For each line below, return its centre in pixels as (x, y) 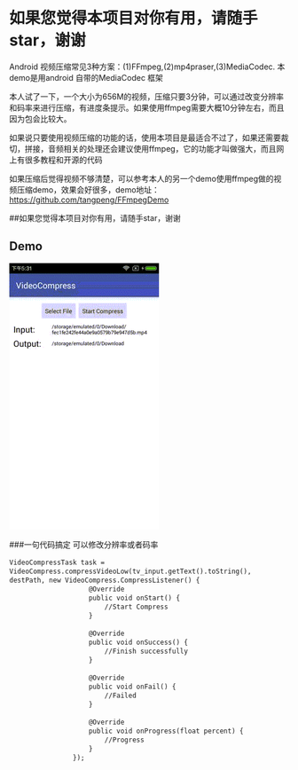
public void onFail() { (132, 687)
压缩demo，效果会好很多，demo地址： (88, 189)
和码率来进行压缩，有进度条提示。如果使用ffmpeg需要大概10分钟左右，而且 (147, 107)
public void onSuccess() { (138, 642)
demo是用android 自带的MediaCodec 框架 (86, 77)
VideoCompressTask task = (57, 562)
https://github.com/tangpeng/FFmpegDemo (89, 200)
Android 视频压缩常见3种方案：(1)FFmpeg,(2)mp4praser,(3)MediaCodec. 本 (147, 67)
